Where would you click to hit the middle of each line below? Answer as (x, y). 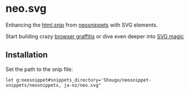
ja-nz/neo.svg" (82, 85)
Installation (27, 55)
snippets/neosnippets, (33, 85)
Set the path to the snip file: (39, 69)
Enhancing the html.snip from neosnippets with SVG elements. (82, 25)
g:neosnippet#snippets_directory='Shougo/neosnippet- (84, 80)
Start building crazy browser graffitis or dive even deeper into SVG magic (95, 36)
